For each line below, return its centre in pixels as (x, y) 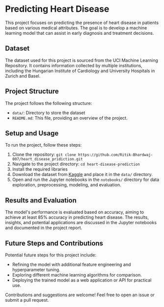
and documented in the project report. (44, 228)
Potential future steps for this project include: (51, 255)
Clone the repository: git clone (44, 154)
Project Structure (32, 91)
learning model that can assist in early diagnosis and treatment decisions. (80, 33)
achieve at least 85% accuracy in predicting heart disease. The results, (77, 217)
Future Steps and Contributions (54, 243)
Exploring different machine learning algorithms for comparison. (77, 275)
